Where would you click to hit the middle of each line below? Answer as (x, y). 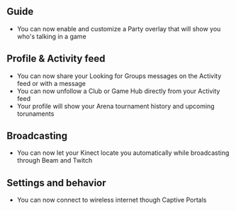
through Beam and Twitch (55, 161)
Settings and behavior (57, 183)
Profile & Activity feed (56, 59)
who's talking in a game (51, 36)
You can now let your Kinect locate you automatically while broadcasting (123, 153)
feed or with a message (51, 83)
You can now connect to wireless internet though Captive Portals (112, 200)
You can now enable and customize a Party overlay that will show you (119, 28)
